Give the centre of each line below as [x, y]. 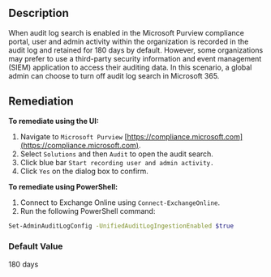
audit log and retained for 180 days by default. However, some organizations [136, 50]
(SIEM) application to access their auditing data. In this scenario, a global [130, 67]
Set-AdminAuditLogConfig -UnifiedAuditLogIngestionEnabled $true [121, 226]
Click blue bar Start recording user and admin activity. [117, 162]
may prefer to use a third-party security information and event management [135, 58]
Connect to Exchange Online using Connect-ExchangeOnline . [120, 202]
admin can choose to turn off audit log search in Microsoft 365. [114, 75]
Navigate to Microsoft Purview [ [73, 136]
